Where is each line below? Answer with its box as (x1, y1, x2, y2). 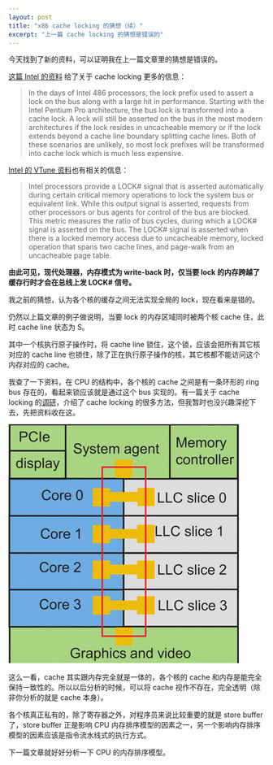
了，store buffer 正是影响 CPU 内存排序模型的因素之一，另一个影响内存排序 (8, 720, 262, 730)
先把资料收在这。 (22, 407, 80, 418)
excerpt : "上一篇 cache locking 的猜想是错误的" (8, 30, 164, 38)
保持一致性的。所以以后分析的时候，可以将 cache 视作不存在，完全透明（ (8, 683, 254, 693)
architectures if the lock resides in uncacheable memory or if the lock (28, 123, 262, 133)
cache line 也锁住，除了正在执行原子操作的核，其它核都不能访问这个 (31, 350, 261, 359)
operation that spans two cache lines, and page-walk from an (28, 242, 235, 252)
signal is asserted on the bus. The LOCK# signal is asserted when (28, 224, 249, 235)
